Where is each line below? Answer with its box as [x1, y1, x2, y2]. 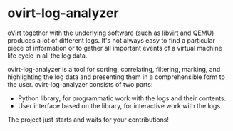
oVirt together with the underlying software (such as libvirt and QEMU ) [7, 28, 214, 37]
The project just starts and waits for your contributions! [7, 115, 170, 124]
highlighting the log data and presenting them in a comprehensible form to [7, 73, 226, 81]
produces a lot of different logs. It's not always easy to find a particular [7, 36, 216, 44]
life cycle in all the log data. [7, 51, 88, 60]
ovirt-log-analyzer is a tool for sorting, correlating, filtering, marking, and [7, 65, 221, 73]
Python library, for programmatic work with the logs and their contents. [17, 94, 227, 103]
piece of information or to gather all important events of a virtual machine [7, 43, 222, 52]
